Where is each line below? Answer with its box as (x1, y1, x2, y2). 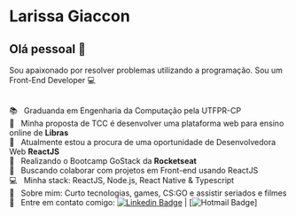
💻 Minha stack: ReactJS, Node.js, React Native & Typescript (9, 175, 235, 185)
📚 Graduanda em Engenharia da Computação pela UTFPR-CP (9, 105, 242, 116)
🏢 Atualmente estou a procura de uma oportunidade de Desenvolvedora (9, 137, 277, 147)
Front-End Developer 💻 (9, 75, 96, 85)
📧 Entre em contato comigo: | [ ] (9, 197, 258, 207)
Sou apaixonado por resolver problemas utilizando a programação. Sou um (9, 65, 284, 75)
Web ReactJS (9, 146, 60, 157)
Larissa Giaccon (9, 6, 130, 27)
